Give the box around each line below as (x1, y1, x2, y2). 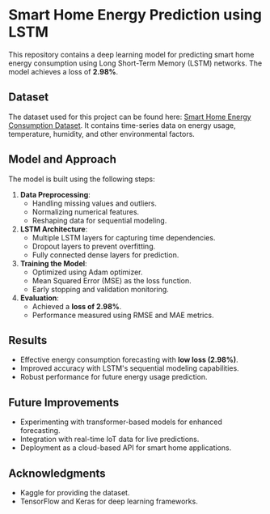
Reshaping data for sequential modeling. (32, 215, 167, 225)
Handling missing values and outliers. (32, 198, 158, 208)
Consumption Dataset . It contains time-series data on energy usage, (8, 120, 236, 130)
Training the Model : (19, 258, 87, 268)
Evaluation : (19, 293, 59, 303)
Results (8, 333, 48, 347)
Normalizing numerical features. (32, 206, 140, 216)
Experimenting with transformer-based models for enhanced (19, 417, 222, 427)
